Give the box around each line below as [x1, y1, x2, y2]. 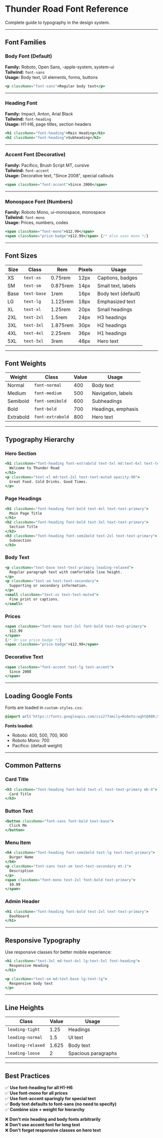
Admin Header [5, 898, 40, 905]
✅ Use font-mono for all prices [5, 1090, 68, 1096]
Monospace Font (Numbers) [5, 198, 73, 205]
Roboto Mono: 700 [12, 737, 49, 743]
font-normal [33, 382, 62, 388]
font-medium [33, 391, 62, 396]
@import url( [5, 714, 32, 719]
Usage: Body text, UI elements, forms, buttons [5, 74, 98, 80]
